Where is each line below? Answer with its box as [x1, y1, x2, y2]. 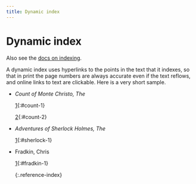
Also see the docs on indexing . [6, 54, 82, 62]
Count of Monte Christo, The [14, 90, 85, 97]
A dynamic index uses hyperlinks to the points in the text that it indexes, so [6, 66, 190, 73]
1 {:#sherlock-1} [14, 136, 52, 143]
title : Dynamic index [6, 8, 60, 15]
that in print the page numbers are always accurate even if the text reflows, [6, 72, 191, 79]
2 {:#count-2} [14, 113, 47, 120]
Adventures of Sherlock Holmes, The [14, 125, 106, 132]
